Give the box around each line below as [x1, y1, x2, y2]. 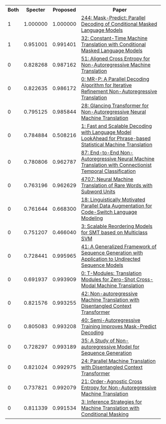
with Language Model [81, 129, 132, 136]
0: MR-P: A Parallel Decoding [81, 76, 150, 82]
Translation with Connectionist [81, 162, 152, 168]
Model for [117, 343, 140, 350]
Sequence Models [81, 262, 124, 269]
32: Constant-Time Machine [81, 35, 148, 42]
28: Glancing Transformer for [81, 102, 149, 109]
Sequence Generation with [81, 249, 143, 256]
